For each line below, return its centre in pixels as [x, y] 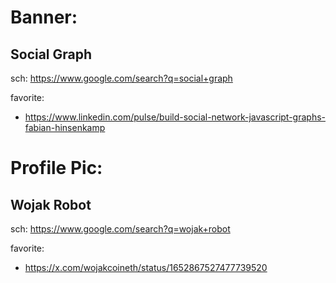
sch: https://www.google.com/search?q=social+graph [121, 78]
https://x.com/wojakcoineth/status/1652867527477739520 [146, 267]
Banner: [44, 17]
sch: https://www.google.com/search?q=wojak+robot [120, 229]
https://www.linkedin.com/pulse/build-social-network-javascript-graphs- [175, 117]
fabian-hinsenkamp [65, 127]
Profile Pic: [56, 168]
